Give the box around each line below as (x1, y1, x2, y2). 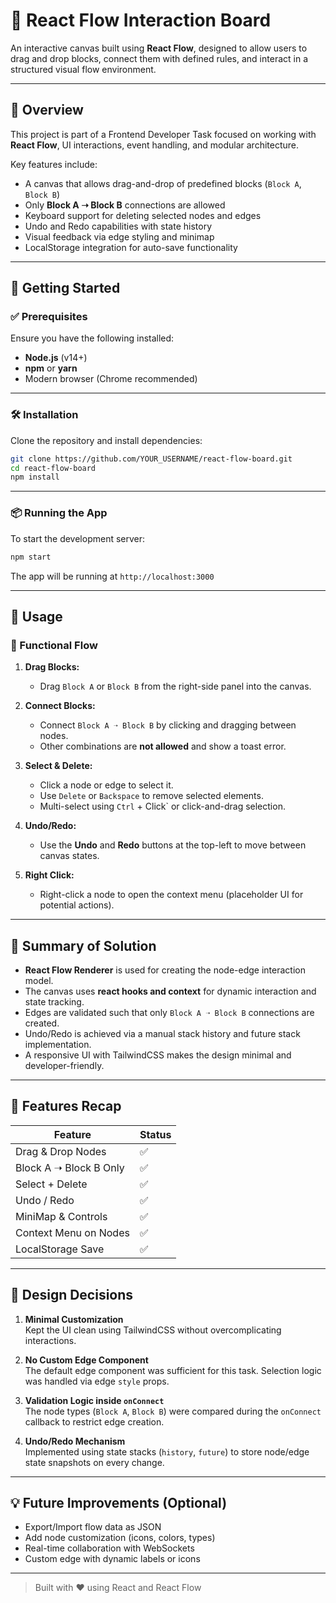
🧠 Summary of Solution (10, 937, 157, 954)
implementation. (24, 1039, 92, 1051)
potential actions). (39, 899, 115, 911)
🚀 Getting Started (10, 280, 121, 297)
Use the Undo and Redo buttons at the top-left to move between (39, 839, 307, 851)
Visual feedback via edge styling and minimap (24, 230, 215, 243)
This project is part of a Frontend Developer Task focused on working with (10, 128, 317, 140)
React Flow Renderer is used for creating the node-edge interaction (24, 964, 306, 976)
